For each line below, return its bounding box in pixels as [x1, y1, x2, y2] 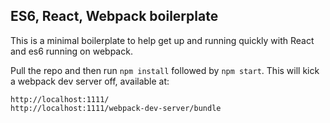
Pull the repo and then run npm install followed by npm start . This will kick [10, 64, 320, 76]
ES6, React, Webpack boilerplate [10, 8, 219, 25]
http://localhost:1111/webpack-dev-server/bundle [10, 103, 222, 113]
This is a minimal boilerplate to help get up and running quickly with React [10, 34, 315, 46]
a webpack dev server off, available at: [10, 75, 170, 87]
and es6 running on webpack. [10, 45, 133, 57]
